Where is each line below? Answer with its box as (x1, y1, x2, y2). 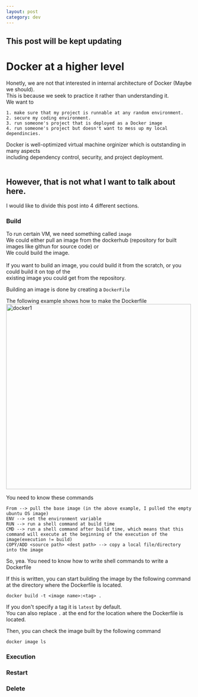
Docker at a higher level (6, 60, 125, 73)
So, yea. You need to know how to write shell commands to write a (6, 557, 168, 564)
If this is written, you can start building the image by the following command (6, 575, 191, 582)
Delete (6, 684, 25, 692)
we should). (6, 85, 35, 92)
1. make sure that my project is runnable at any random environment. (6, 110, 184, 116)
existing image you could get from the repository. (6, 274, 126, 282)
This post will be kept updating (6, 36, 122, 46)
